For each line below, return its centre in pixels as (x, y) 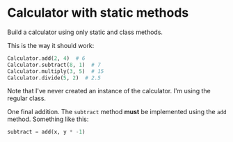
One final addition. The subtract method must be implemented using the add (117, 112)
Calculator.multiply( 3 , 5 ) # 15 (56, 71)
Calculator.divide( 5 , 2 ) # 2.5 (54, 78)
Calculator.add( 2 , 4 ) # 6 (46, 58)
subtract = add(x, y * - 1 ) (46, 132)
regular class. (27, 98)
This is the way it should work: (51, 45)
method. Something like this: (48, 119)
